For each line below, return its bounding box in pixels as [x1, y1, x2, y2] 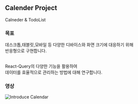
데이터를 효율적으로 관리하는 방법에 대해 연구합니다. [5, 69, 103, 75]
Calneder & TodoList [5, 17, 46, 22]
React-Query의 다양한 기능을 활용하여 [5, 63, 78, 69]
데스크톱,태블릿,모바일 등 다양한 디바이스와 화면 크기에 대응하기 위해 [5, 42, 134, 48]
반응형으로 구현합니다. [5, 48, 47, 54]
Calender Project [5, 4, 57, 12]
